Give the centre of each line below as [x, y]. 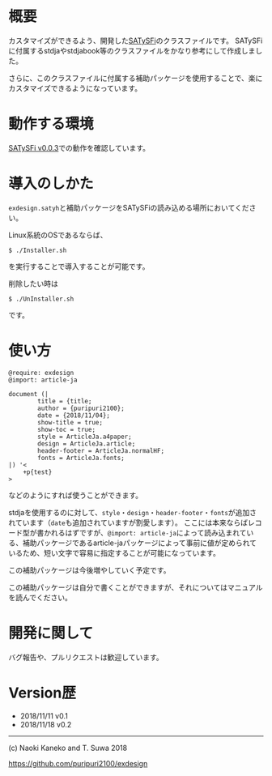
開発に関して [51, 633]
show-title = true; [70, 422]
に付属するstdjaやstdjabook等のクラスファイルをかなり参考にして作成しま [132, 50]
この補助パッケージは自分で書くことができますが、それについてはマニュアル [136, 587]
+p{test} [38, 472]
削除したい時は [33, 284]
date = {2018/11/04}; [74, 415]
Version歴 [42, 693]
